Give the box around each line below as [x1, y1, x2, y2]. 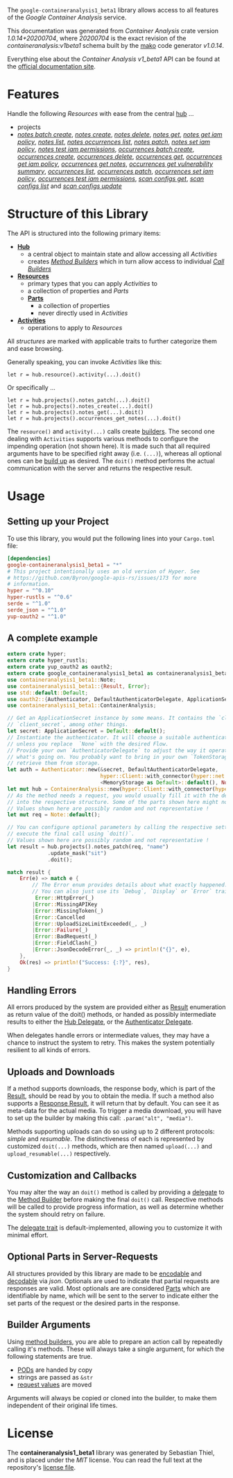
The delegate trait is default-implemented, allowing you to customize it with [7, 1223, 223, 1232]
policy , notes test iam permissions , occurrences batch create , [17, 145, 195, 153]
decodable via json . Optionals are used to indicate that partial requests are [7, 1276, 220, 1285]
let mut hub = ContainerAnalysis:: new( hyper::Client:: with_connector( [7, 785, 216, 793]
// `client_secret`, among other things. [7, 721, 129, 728]
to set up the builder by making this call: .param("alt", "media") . [7, 1114, 193, 1122]
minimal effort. [7, 1231, 49, 1239]
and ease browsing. [7, 344, 64, 352]
